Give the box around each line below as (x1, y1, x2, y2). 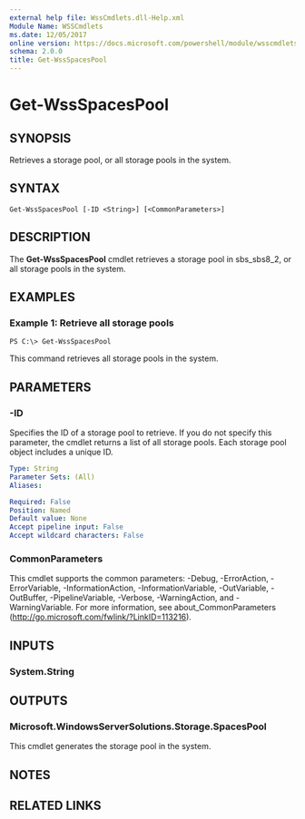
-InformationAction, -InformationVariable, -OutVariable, (63, 582, 270, 594)
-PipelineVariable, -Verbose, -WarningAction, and (49, 592, 234, 603)
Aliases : (9, 481, 43, 490)
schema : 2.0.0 (9, 47, 64, 56)
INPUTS (9, 638, 54, 653)
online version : (9, 38, 71, 48)
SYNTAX (9, 180, 61, 196)
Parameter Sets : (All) (9, 473, 95, 482)
